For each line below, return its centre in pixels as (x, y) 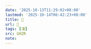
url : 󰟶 (12, 24)
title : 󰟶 (14, 19)
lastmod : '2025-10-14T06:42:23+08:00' (46, 15)
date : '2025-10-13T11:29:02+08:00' (43, 10)
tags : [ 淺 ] (17, 29)
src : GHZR (16, 34)
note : (11, 39)
